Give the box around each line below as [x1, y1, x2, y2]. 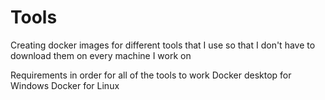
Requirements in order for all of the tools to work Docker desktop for [10, 69, 292, 81]
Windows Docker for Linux [10, 79, 120, 91]
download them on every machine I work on [10, 49, 192, 61]
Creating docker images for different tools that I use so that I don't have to [10, 39, 316, 51]
